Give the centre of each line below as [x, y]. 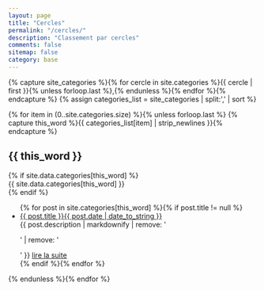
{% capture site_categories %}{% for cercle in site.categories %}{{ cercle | [130, 82]
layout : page [30, 15]
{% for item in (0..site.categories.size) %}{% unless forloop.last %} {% [123, 114]
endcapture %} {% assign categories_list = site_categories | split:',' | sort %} [132, 99]
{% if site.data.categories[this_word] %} [74, 175]
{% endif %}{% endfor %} [62, 263]
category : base [33, 60]
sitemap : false [33, 52]
